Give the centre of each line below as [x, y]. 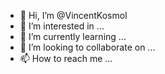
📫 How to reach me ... [66, 58]
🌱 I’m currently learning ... [73, 36]
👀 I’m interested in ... [62, 26]
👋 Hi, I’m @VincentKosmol [73, 15]
